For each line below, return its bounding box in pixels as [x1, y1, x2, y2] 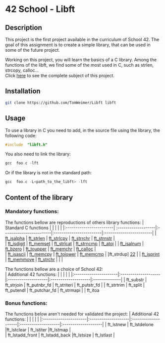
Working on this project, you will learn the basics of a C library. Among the [5, 57, 157, 63]
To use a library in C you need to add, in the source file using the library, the [5, 127, 160, 133]
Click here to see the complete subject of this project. [5, 73, 115, 78]
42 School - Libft [5, 3, 75, 15]
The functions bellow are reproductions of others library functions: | [5, 219, 144, 225]
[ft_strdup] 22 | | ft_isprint [108, 251, 160, 257]
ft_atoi [101, 240, 114, 246]
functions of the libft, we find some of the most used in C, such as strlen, [5, 62, 154, 68]
